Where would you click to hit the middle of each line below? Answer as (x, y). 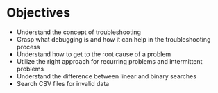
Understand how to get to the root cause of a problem (94, 54)
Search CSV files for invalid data (63, 83)
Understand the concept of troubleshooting (79, 32)
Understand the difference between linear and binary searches (107, 76)
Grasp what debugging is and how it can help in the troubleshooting (114, 39)
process (28, 46)
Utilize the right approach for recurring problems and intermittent (109, 61)
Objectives (39, 13)
